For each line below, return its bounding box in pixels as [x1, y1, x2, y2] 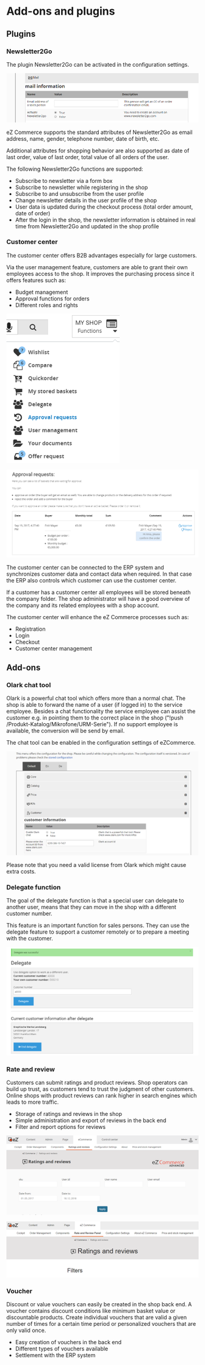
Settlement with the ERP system [15, 1352, 96, 1359]
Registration [15, 625, 46, 633]
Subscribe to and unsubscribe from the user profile [15, 190, 145, 197]
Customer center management [15, 644, 93, 652]
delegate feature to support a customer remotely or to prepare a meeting [6, 928, 189, 935]
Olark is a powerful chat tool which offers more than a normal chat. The [6, 694, 186, 702]
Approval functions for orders [15, 295, 90, 302]
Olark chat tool [6, 681, 51, 690]
